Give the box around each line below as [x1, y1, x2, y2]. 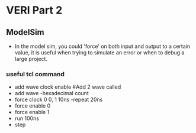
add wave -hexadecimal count [14, 90, 89, 97]
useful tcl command [6, 70, 65, 78]
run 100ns [14, 115, 40, 122]
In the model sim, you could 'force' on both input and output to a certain [14, 43, 191, 50]
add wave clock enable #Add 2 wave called [14, 83, 121, 90]
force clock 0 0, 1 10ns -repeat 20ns [14, 96, 103, 103]
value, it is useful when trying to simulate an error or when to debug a [14, 49, 185, 56]
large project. [14, 56, 47, 62]
